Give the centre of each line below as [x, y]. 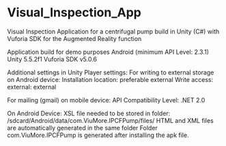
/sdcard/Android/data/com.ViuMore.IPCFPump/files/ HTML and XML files [110, 120]
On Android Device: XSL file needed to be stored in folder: [89, 113]
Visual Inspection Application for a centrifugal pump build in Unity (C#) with [113, 31]
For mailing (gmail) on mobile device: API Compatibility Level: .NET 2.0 [106, 100]
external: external [32, 87]
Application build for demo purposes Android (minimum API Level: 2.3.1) [108, 52]
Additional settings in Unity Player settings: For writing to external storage [111, 72]
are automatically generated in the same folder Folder [83, 128]
